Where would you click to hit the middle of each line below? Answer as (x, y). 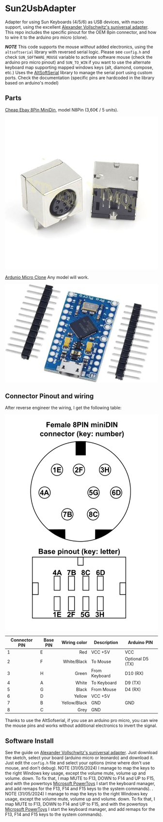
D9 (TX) (133, 683)
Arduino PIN (140, 642)
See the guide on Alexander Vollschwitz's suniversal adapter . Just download (81, 753)
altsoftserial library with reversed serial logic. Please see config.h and (78, 52)
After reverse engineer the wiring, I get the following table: (63, 408)
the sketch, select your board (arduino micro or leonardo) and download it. (80, 758)
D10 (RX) (134, 673)
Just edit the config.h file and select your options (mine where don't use (78, 763)
